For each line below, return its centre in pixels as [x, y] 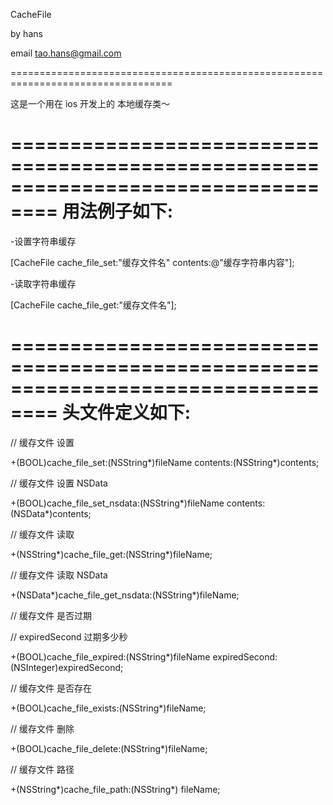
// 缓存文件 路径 [42, 769]
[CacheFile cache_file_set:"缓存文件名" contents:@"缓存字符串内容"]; [152, 262]
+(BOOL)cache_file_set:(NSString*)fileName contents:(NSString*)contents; [165, 462]
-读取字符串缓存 [43, 283]
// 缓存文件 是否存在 [51, 688]
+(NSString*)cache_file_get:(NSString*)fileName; [111, 554]
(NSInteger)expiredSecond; [67, 667]
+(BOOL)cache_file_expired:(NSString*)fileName [110, 656]
